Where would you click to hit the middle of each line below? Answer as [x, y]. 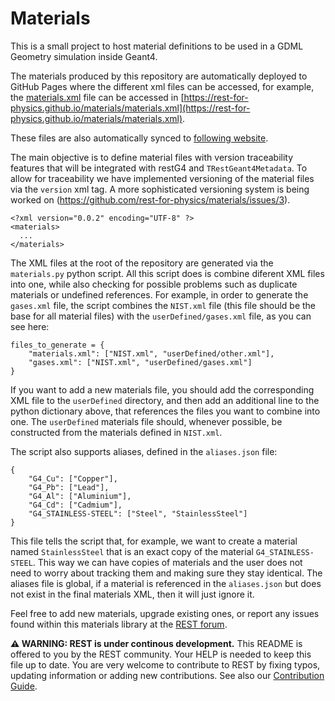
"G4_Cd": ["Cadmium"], [75, 505]
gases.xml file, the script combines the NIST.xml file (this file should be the [163, 305]
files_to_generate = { [57, 345]
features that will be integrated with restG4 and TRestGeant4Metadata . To [159, 168]
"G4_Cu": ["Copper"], [73, 478]
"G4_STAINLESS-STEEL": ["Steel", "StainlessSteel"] [138, 513]
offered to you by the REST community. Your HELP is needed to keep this [161, 654]
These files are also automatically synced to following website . [139, 138]
